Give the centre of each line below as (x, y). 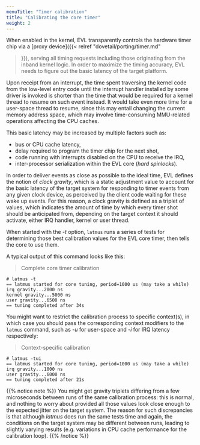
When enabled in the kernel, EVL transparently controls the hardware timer (99, 40)
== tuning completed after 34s (45, 306)
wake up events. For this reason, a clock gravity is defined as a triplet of (95, 201)
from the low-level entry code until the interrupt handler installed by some (98, 89)
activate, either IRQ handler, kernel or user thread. (68, 220)
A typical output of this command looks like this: (65, 256)
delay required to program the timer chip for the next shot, (87, 151)
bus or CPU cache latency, (48, 145)
